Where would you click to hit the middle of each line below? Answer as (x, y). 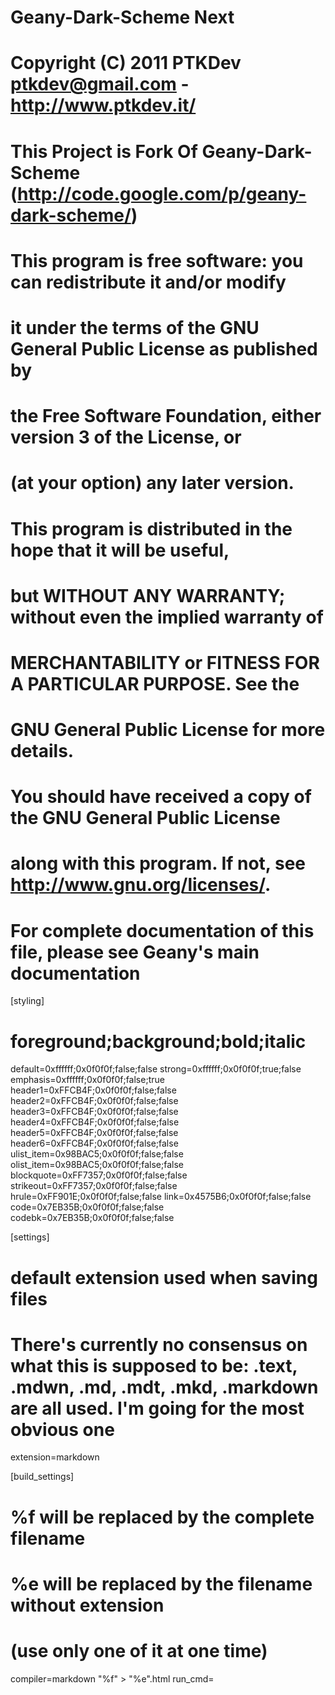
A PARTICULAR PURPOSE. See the (155, 683)
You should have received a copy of (161, 797)
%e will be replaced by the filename (161, 1583)
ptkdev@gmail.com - (100, 84)
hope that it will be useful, (120, 550)
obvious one (62, 1429)
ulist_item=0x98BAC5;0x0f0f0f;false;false (97, 1154)
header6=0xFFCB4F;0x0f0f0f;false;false (94, 1143)
